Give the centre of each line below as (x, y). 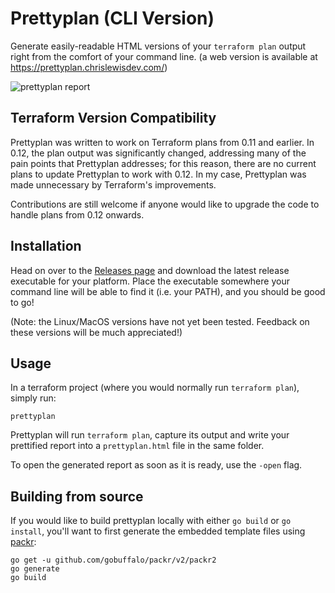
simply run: (33, 398)
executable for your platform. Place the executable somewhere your (150, 281)
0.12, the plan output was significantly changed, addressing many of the (158, 153)
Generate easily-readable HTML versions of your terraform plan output (158, 46)
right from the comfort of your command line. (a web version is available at (164, 56)
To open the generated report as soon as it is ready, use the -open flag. (156, 465)
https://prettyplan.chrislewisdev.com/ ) (89, 67)
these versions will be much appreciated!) (96, 332)
